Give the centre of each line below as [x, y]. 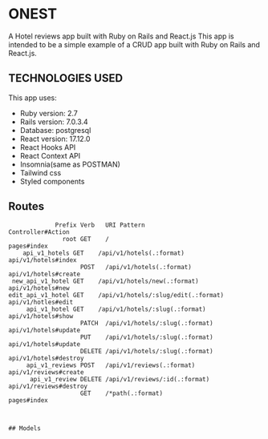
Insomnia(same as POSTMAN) [70, 164]
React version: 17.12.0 [55, 139]
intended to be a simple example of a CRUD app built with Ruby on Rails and [134, 44]
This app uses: [33, 98]
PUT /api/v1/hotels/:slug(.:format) [147, 337]
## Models [25, 428]
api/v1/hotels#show [41, 316]
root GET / [86, 239]
